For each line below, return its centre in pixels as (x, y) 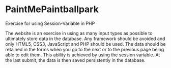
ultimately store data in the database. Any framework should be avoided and (85, 39)
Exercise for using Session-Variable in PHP (50, 23)
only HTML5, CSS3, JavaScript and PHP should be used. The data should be (85, 44)
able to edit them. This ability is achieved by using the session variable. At (83, 55)
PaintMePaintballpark (52, 9)
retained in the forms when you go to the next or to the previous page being (85, 49)
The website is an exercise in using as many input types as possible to (79, 33)
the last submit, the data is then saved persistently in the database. (76, 60)
